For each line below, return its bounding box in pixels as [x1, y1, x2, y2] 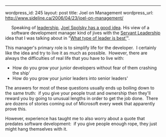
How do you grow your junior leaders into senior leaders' [12, 75, 128, 81]
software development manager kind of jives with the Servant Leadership [11, 30, 161, 36]
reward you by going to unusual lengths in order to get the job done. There [5, 95, 158, 101]
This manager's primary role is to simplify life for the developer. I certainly [5, 45, 157, 50]
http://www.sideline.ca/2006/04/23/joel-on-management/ [5, 15, 124, 21]
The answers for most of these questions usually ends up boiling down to [5, 85, 155, 91]
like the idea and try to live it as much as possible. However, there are [5, 50, 148, 56]
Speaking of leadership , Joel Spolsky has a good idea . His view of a [11, 25, 150, 30]
